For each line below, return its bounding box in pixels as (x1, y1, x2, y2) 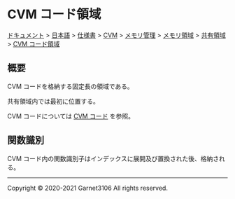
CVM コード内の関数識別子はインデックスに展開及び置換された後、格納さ (7, 154, 220, 163)
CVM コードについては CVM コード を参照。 (7, 111, 135, 120)
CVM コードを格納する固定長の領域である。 (7, 82, 134, 90)
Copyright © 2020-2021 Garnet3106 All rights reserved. (7, 184, 168, 192)
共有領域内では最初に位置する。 (7, 97, 99, 105)
